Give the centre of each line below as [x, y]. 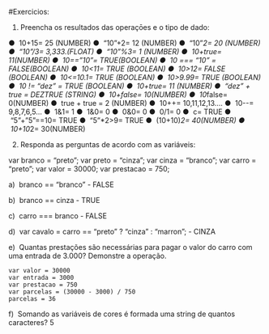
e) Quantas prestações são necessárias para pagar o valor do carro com [130, 247]
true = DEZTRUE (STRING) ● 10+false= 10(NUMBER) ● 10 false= [118, 95]
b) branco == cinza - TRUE [54, 200]
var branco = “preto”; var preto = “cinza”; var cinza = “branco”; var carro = [132, 160]
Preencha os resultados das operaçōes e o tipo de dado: [115, 27]
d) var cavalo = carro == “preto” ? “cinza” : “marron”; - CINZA [112, 231]
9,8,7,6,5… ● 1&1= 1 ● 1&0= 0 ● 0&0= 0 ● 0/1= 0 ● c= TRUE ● [120, 112]
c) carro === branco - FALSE [58, 216]
